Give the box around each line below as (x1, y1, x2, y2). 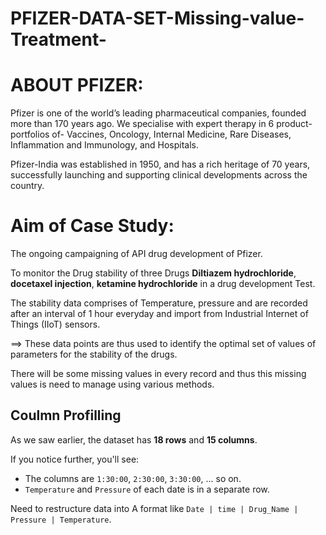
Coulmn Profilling (10, 407, 122, 424)
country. (10, 180, 45, 192)
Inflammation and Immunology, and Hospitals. (10, 139, 200, 151)
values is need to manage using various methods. (10, 378, 215, 391)
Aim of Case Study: (10, 215, 175, 237)
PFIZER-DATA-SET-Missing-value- (10, 7, 305, 30)
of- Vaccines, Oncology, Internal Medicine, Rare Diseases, (51, 128, 292, 141)
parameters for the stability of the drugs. (10, 348, 178, 361)
